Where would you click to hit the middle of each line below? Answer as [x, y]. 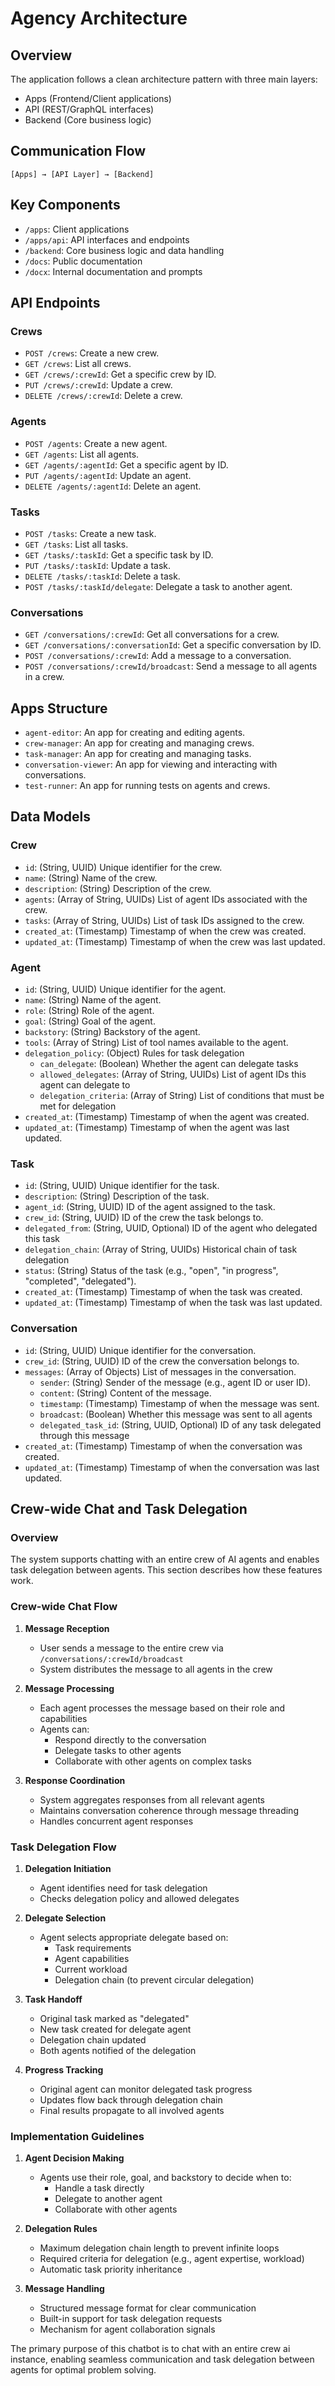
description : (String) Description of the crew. [118, 888]
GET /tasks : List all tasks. [76, 544]
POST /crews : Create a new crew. [92, 353]
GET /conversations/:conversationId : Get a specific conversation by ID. [173, 645]
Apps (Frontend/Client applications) [98, 98]
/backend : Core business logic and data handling [124, 250]
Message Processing [69, 1688]
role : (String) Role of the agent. [89, 1010]
